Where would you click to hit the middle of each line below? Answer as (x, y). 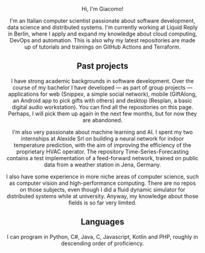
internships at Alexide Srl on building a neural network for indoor (102, 138)
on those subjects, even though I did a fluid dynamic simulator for (102, 189)
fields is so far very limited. (102, 203)
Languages (102, 222)
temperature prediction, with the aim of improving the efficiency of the (102, 145)
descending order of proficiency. (102, 243)
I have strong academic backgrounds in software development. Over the (102, 81)
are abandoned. (102, 120)
